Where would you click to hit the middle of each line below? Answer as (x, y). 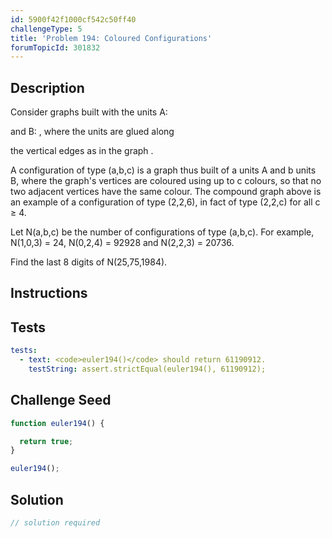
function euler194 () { (57, 423)
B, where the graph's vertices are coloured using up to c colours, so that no (166, 181)
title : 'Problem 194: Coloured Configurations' (111, 38)
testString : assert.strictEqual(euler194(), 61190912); (147, 369)
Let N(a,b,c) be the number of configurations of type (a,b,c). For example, (162, 232)
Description (47, 87)
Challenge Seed (61, 400)
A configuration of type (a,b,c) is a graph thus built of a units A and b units (163, 170)
